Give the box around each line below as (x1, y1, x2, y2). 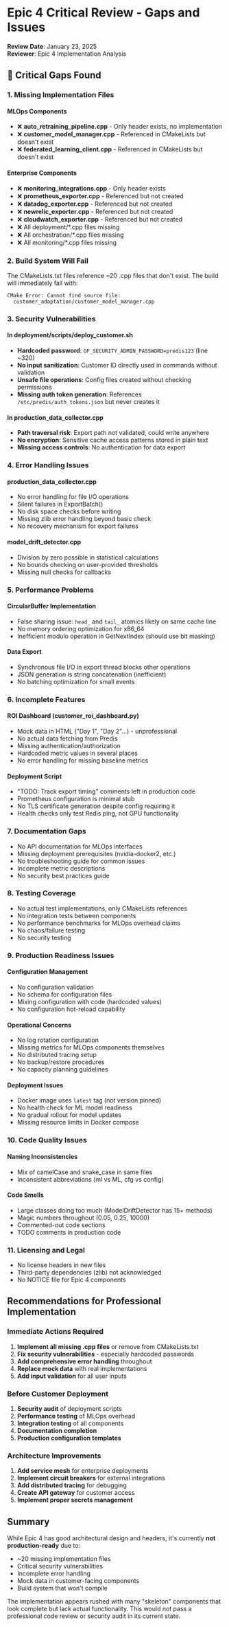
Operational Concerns (7, 1021, 72, 1029)
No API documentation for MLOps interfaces (16, 842, 143, 851)
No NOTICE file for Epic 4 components (16, 1275, 126, 1284)
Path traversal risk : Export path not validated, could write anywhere (16, 429, 210, 437)
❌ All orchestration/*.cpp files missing (16, 231, 124, 239)
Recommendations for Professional (7, 1295, 161, 1307)
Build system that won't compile (16, 1584, 108, 1593)
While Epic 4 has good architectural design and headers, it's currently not (7, 1534, 216, 1542)
